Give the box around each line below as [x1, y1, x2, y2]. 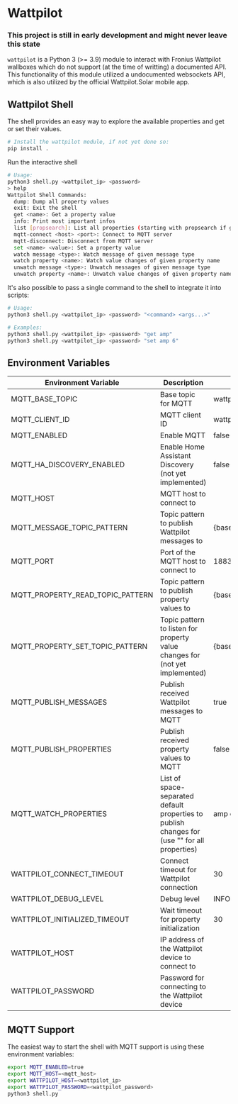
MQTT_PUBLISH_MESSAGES [11, 697, 108, 707]
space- [160, 782, 186, 792]
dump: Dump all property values [13, 198, 110, 205]
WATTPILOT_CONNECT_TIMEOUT [11, 869, 124, 879]
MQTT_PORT [11, 557, 55, 567]
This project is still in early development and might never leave [7, 30, 228, 40]
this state [7, 39, 40, 49]
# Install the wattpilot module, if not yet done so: [7, 138, 170, 146]
